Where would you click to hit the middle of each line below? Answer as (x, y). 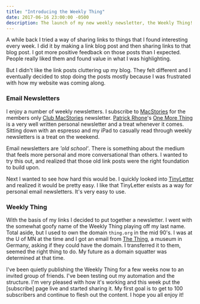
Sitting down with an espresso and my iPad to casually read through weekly (99, 130)
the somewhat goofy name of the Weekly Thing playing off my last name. (96, 226)
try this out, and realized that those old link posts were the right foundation (98, 161)
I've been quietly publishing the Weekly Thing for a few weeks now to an (95, 269)
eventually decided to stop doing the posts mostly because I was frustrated (99, 77)
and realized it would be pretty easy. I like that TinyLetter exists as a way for (99, 185)
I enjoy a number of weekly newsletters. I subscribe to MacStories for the (96, 111)
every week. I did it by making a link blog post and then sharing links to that (99, 46)
